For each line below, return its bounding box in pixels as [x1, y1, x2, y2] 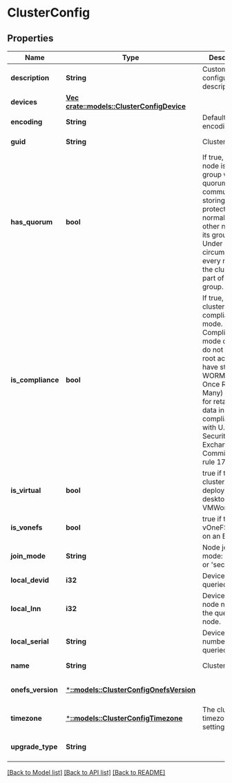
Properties [7, 32, 54, 44]
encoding [10, 117, 43, 126]
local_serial [10, 637, 50, 646]
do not [202, 345, 224, 354]
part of [202, 273, 224, 282]
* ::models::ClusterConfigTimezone [65, 713, 183, 723]
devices [10, 97, 38, 106]
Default [202, 113, 226, 122]
